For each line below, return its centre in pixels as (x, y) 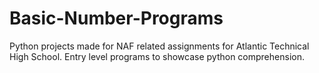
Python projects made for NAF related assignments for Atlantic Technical (159, 46)
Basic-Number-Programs (116, 18)
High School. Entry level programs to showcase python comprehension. (157, 56)
